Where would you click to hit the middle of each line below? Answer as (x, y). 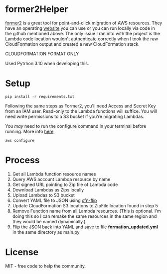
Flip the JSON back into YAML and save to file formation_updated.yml (85, 227)
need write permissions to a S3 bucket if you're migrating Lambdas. (75, 116)
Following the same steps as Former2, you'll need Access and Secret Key (81, 106)
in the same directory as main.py (46, 232)
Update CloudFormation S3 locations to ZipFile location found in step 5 (85, 205)
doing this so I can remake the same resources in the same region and (84, 216)
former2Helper (37, 9)
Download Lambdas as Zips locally (48, 189)
